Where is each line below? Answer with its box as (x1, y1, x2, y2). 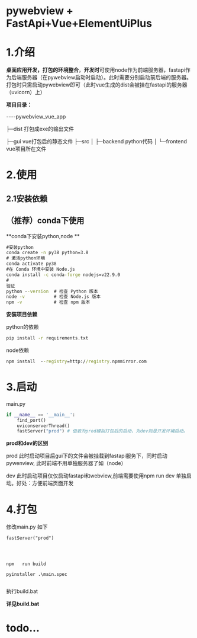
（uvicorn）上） (6, 89, 46, 96)
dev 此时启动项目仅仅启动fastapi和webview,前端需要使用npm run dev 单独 (6, 472, 187, 479)
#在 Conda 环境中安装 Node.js (6, 267, 75, 272)
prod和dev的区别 (6, 440, 49, 447)
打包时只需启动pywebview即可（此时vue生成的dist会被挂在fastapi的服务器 (6, 81, 188, 88)
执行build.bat (6, 588, 38, 595)
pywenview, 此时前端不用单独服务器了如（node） (6, 460, 127, 467)
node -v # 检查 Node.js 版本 (6, 294, 101, 300)
